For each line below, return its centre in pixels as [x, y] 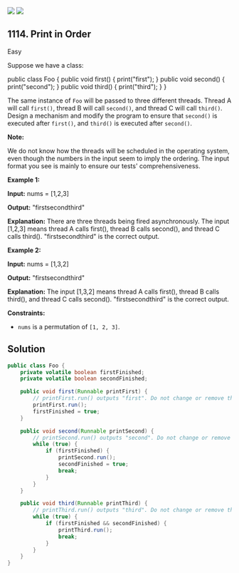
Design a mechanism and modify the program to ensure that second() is [112, 115]
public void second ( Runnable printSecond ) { [87, 431]
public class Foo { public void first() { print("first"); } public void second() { [116, 79]
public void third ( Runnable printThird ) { [84, 504]
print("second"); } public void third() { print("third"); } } [87, 86]
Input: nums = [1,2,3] [38, 193]
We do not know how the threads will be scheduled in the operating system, [118, 150]
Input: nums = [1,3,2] [38, 264]
